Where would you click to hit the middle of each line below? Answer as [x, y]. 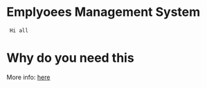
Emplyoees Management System [103, 12]
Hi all [19, 30]
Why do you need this [70, 58]
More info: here [28, 77]
